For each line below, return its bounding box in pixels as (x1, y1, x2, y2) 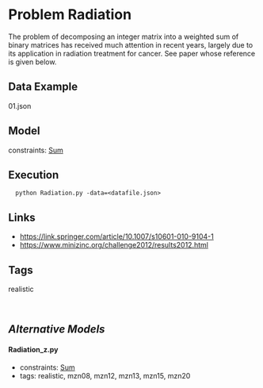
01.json (8, 101, 32, 110)
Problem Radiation (8, 6, 132, 24)
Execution (8, 168, 59, 182)
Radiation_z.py (8, 344, 59, 354)
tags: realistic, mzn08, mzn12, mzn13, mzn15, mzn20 (19, 371, 191, 380)
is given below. (8, 57, 57, 67)
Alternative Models (8, 323, 105, 336)
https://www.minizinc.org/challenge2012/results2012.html (19, 240, 208, 250)
